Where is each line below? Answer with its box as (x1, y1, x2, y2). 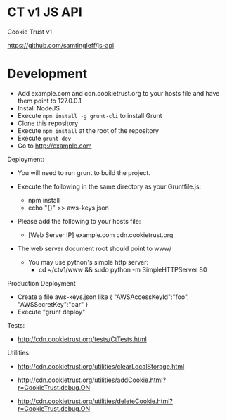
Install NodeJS (17, 103, 60, 113)
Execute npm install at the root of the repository (17, 126, 160, 134)
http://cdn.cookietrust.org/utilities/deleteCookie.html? (17, 397, 174, 405)
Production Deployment (7, 279, 76, 287)
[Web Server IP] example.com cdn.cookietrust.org (27, 230, 174, 239)
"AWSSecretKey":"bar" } (17, 300, 89, 308)
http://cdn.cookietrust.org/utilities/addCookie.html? (17, 376, 167, 384)
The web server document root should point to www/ (17, 244, 172, 253)
